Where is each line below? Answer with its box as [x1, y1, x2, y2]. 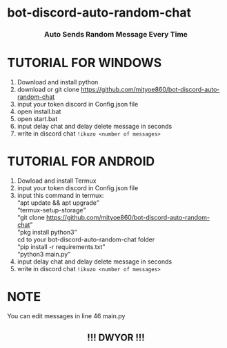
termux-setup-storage [19, 205, 83, 214]
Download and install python [17, 78, 99, 86]
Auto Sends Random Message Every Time [43, 30, 188, 39]
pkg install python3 [19, 228, 75, 236]
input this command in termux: [17, 191, 104, 199]
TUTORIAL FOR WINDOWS [7, 55, 162, 71]
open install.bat [17, 107, 61, 116]
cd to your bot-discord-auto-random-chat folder [17, 235, 155, 244]
